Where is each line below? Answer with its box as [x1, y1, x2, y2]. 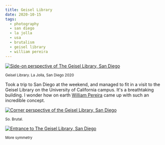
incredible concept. [5, 97, 45, 103]
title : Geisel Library [5, 7, 52, 12]
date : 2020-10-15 [5, 12, 41, 17]
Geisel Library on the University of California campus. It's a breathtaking [5, 86, 154, 92]
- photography [9, 21, 39, 26]
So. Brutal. [5, 116, 23, 121]
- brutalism [9, 40, 35, 45]
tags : [5, 16, 16, 21]
